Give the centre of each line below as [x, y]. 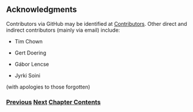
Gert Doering [30, 53]
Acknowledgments [42, 10]
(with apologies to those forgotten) [48, 87]
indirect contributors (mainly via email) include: [63, 30]
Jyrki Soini [27, 75]
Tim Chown [29, 41]
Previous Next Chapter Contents [54, 102]
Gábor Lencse [32, 64]
